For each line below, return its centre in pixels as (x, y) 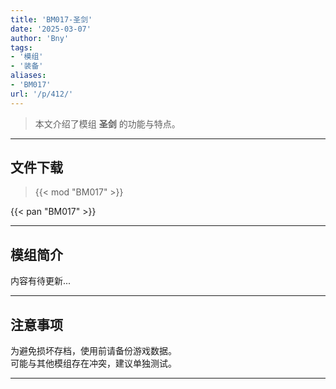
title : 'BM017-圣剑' (51, 19)
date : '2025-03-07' (51, 29)
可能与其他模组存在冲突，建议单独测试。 (93, 363)
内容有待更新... (41, 281)
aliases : (28, 76)
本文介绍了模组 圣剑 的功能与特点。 (107, 123)
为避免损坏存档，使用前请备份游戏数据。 (93, 351)
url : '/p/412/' (42, 94)
